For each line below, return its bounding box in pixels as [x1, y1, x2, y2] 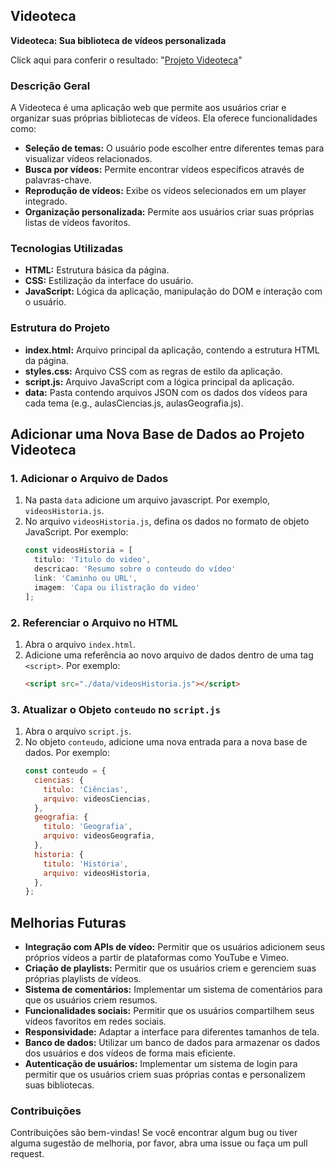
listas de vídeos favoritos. [24, 217, 131, 229]
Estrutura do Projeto [10, 321, 111, 335]
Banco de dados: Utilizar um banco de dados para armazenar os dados [24, 1037, 321, 1049]
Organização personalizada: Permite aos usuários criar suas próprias [24, 206, 315, 218]
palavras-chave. [24, 174, 92, 186]
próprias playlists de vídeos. [24, 973, 142, 985]
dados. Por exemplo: [24, 747, 111, 759]
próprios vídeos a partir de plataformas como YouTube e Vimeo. [24, 952, 290, 964]
